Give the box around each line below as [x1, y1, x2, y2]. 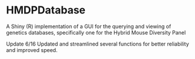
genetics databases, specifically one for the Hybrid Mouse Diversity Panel [6, 29, 186, 36]
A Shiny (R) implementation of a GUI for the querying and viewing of [6, 23, 171, 30]
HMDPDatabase [6, 4, 86, 17]
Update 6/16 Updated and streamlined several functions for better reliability [6, 40, 190, 47]
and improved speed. [6, 46, 58, 53]
